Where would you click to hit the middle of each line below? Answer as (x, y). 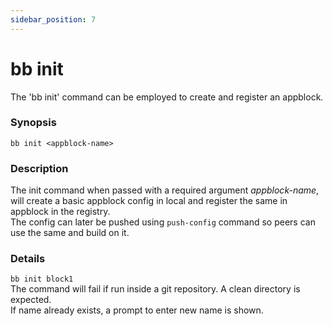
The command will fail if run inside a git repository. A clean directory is (155, 289)
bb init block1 (42, 279)
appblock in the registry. (60, 212)
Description (39, 168)
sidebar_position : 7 (53, 19)
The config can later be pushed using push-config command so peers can (163, 222)
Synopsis (33, 123)
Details (28, 259)
